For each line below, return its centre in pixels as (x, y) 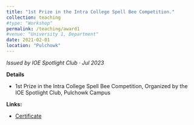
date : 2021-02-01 (28, 40)
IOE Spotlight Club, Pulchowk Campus (63, 92)
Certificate (28, 116)
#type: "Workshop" (29, 23)
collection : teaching (34, 18)
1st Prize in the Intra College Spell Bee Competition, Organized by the (101, 86)
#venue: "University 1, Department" (52, 34)
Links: (14, 104)
